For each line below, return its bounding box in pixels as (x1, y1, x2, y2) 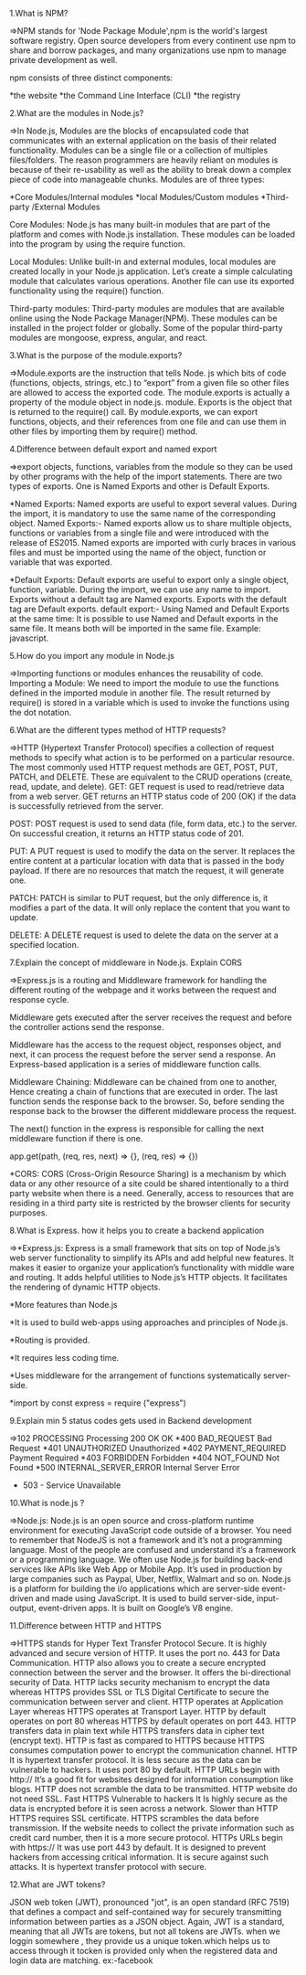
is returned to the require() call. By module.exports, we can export (9, 407, 259, 417)
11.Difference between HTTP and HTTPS (9, 1620, 162, 1630)
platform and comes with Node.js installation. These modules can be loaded (9, 228, 295, 239)
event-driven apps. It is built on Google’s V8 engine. (37, 1603, 234, 1613)
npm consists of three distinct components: (9, 72, 174, 83)
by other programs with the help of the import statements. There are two (9, 471, 283, 482)
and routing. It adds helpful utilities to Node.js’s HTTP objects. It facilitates (9, 1272, 288, 1282)
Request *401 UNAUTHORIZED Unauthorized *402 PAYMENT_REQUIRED (9, 1443, 287, 1453)
